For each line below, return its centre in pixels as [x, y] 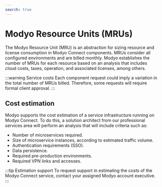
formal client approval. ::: [30, 88]
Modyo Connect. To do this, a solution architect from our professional [75, 120]
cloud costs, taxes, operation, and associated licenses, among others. [75, 68]
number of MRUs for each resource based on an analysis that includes [76, 63]
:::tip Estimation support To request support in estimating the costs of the [79, 171]
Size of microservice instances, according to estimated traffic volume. [83, 140]
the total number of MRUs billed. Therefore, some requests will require [76, 83]
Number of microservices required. [47, 135]
